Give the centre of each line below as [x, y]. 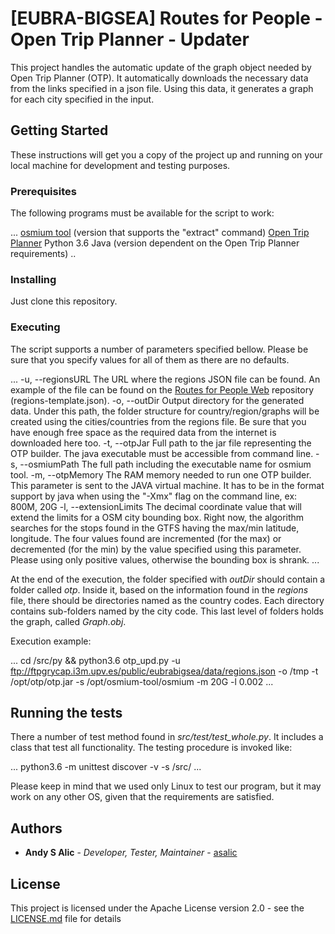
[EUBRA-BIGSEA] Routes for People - [166, 18]
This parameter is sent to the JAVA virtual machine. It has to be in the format [167, 485]
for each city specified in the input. [82, 99]
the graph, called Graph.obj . [68, 621]
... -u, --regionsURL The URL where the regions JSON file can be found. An [165, 379]
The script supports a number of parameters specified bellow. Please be [159, 349]
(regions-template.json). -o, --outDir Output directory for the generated [157, 400]
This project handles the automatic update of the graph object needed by [161, 67]
